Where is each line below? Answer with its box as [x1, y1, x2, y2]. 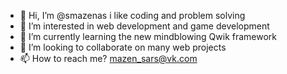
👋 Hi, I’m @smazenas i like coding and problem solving [19, 10, 246, 21]
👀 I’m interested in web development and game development [19, 20, 270, 32]
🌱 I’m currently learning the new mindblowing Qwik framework [19, 31, 278, 42]
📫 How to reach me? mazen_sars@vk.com [19, 53, 198, 64]
